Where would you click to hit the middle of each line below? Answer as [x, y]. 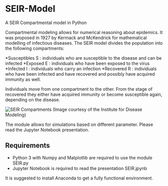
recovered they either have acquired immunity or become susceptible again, [84, 94]
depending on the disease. [33, 100]
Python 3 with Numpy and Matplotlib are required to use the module [82, 157]
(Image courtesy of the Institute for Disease [97, 109]
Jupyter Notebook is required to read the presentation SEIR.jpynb [80, 168]
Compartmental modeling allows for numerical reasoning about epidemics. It [84, 32]
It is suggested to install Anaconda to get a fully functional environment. [79, 178]
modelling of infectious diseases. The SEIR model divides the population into [84, 43]
